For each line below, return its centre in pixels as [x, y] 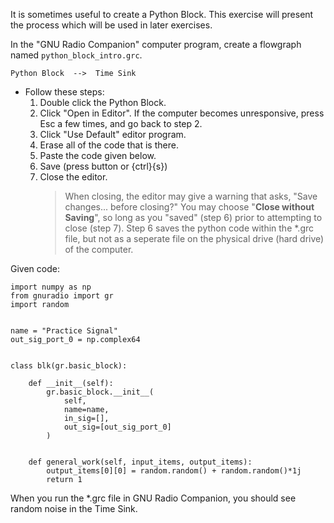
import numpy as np [51, 287]
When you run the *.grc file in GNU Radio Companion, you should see [153, 498]
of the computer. [99, 249]
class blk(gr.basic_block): [69, 366]
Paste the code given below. [98, 155]
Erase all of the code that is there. [109, 145]
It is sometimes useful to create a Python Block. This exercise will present [162, 14]
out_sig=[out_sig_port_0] [117, 427]
